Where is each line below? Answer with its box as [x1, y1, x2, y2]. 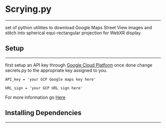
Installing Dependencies [5, 109, 82, 117]
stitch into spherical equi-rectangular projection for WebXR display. [5, 30, 142, 36]
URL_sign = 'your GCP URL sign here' [5, 85, 83, 90]
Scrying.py [5, 3, 52, 15]
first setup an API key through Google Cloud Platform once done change [5, 62, 153, 68]
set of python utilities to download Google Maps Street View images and [5, 24, 152, 30]
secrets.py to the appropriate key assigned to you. [5, 67, 108, 73]
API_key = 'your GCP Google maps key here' [5, 77, 96, 82]
